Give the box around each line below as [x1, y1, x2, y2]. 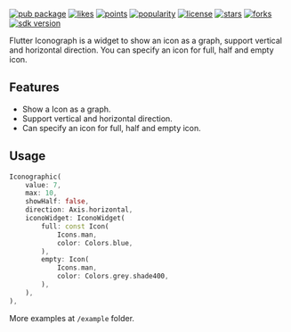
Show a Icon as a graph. [21, 104, 111, 114]
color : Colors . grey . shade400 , [56, 272, 169, 281]
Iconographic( [9, 172, 62, 181]
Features [9, 80, 60, 95]
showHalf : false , [25, 197, 90, 206]
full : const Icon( [41, 221, 109, 231]
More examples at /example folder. [9, 312, 135, 323]
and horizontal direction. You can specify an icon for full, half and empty [9, 45, 274, 55]
